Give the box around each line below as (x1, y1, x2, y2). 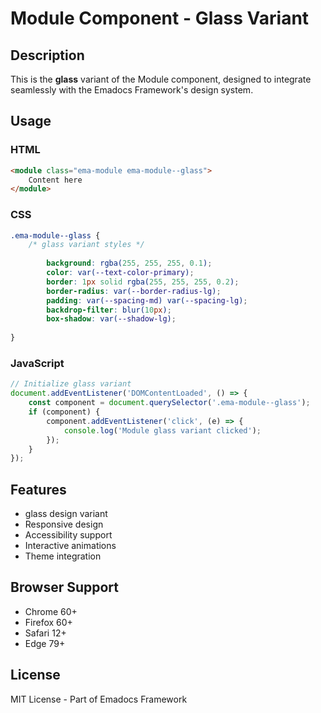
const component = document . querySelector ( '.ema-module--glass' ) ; (28, 398, 311, 408)
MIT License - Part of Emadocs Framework (10, 693, 188, 705)
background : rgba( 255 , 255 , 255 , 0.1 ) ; (46, 258, 213, 269)
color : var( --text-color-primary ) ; (46, 268, 195, 278)
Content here (28, 175, 83, 185)
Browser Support (10, 579, 120, 596)
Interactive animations (24, 540, 117, 552)
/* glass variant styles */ (28, 240, 145, 250)
